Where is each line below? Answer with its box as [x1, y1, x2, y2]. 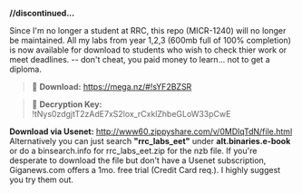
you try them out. [9, 174, 74, 185]
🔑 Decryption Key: [31, 99, 102, 110]
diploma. [9, 63, 43, 74]
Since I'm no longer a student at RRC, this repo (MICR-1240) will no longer [9, 25, 287, 35]
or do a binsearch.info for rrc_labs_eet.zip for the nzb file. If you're [9, 145, 258, 156]
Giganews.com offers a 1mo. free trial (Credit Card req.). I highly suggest [9, 165, 281, 175]
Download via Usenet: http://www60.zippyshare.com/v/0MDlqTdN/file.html [9, 126, 293, 137]
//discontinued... [9, 8, 75, 18]
